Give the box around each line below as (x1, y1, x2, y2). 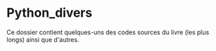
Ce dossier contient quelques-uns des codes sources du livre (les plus (6, 28, 210, 36)
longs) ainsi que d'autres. (6, 35, 79, 43)
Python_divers (6, 5, 93, 21)
